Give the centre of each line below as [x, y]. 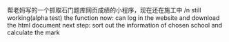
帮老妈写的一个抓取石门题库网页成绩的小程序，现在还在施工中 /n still [104, 10]
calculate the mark [33, 32]
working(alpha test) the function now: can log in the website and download [113, 18]
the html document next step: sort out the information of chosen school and [115, 25]
